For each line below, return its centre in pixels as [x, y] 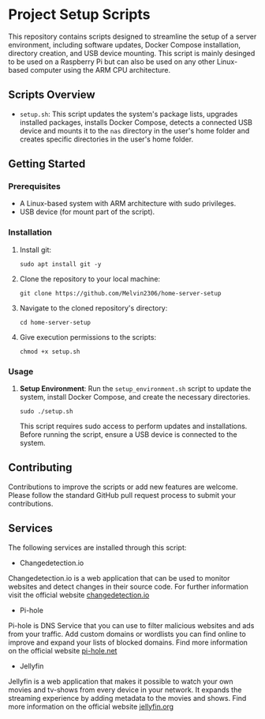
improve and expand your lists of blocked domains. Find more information [128, 642]
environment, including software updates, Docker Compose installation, [124, 44]
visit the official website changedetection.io [79, 595]
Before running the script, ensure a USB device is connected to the [129, 435]
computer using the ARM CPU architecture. [101, 70]
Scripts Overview [52, 95]
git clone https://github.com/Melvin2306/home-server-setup [120, 293]
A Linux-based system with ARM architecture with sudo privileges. [128, 204]
